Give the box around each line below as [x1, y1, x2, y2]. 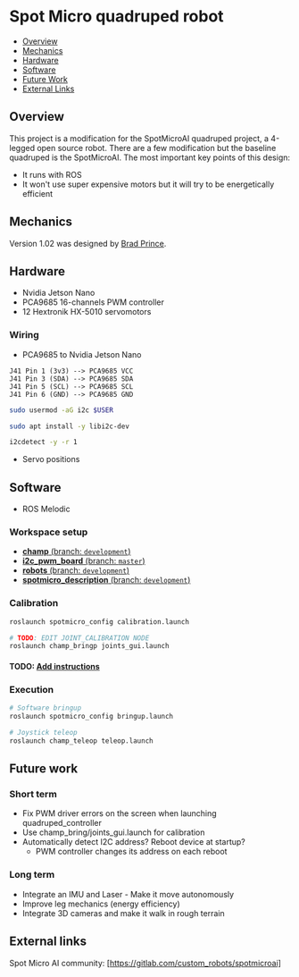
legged [9, 142, 36, 153]
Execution [9, 683, 54, 695]
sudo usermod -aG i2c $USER [9, 405, 114, 415]
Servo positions [21, 454, 80, 465]
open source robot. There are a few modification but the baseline [37, 142, 277, 153]
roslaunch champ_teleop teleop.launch [9, 736, 154, 745]
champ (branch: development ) [21, 546, 131, 557]
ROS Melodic [21, 503, 71, 515]
